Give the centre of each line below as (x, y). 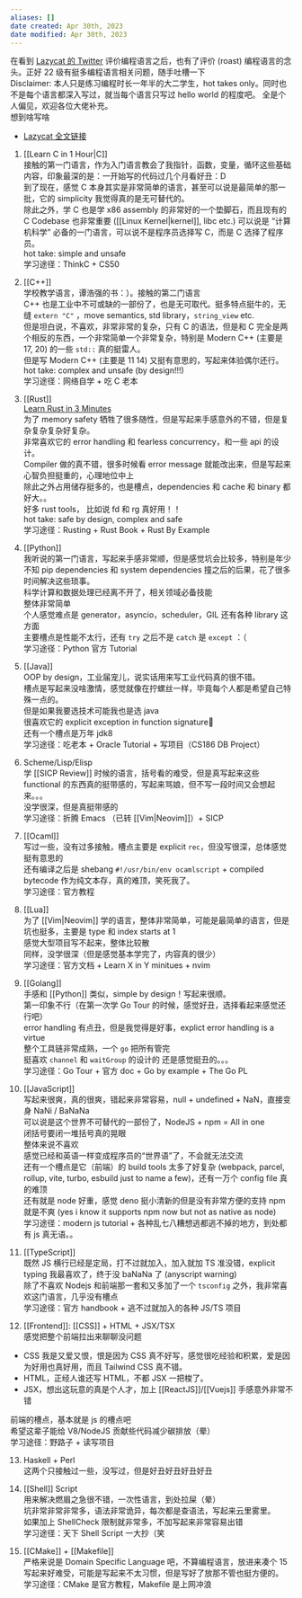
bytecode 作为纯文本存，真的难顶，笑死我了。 (109, 881)
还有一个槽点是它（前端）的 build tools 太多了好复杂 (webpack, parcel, (154, 1167)
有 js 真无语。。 (50, 1234)
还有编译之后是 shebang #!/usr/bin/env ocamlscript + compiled (143, 869)
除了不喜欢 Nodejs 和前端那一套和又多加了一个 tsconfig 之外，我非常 (151, 1285)
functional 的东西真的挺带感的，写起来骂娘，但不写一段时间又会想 (145, 785)
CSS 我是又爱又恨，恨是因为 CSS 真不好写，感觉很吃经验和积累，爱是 (152, 1356)
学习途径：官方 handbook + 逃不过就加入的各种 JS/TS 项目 (132, 1308)
